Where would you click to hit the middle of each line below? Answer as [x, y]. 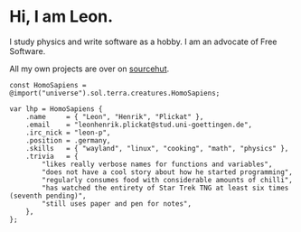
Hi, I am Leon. [61, 17]
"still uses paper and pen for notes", [117, 204]
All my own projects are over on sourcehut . [89, 69]
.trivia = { [52, 156]
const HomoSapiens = [48, 85]
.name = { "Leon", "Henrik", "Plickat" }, [115, 116]
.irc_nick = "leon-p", [68, 133]
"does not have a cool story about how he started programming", [168, 172]
